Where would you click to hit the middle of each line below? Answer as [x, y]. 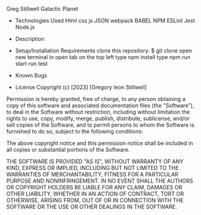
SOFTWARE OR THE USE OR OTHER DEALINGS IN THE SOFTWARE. [92, 207]
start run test [31, 64]
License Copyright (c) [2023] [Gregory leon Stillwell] [81, 87]
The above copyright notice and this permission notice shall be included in [100, 143]
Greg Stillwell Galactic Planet [42, 9]
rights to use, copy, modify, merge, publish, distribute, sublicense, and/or [98, 118]
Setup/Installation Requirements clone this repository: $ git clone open [104, 51]
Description [30, 39]
